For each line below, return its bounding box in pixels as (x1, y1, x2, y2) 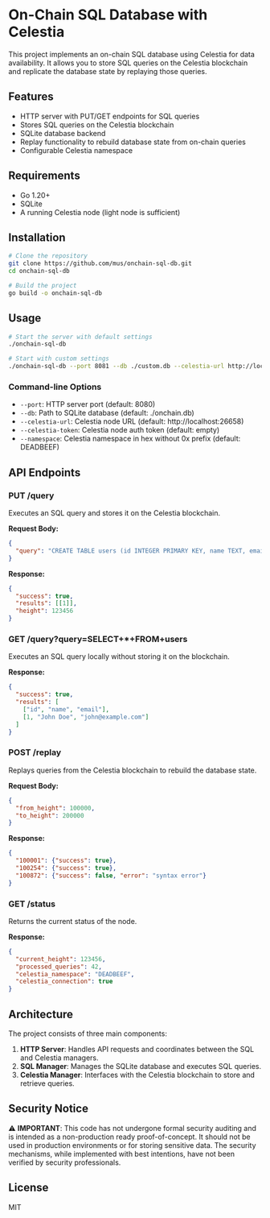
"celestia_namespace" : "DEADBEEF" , (15, 970, 135, 978)
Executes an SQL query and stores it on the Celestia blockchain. (8, 508, 221, 518)
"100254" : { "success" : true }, (15, 864, 117, 872)
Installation (8, 230, 66, 244)
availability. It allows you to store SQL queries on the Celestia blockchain (8, 58, 248, 68)
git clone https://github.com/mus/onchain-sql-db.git (8, 259, 193, 267)
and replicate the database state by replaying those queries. (8, 66, 207, 76)
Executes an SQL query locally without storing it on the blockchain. (8, 652, 231, 661)
